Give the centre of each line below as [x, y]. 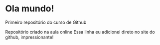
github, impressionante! [29, 37]
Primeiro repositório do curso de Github [46, 22]
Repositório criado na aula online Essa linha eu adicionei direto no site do [80, 32]
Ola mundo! [30, 9]
